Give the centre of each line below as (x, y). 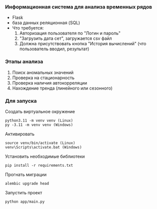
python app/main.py (25, 202)
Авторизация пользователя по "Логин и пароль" (70, 33)
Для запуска (21, 101)
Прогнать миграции (26, 174)
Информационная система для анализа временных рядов (79, 7)
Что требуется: (28, 28)
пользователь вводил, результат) (54, 49)
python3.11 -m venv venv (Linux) (39, 120)
